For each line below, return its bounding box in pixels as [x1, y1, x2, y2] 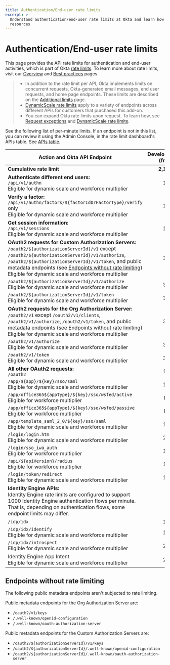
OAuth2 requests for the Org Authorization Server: [8, 305, 133, 313]
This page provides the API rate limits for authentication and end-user [5, 60, 151, 66]
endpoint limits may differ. [8, 510, 70, 517]
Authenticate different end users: [8, 174, 90, 181]
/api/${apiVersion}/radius [8, 458, 73, 464]
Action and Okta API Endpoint [38, 154, 112, 161]
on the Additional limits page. [25, 97, 86, 103]
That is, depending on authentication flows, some [8, 504, 125, 511]
